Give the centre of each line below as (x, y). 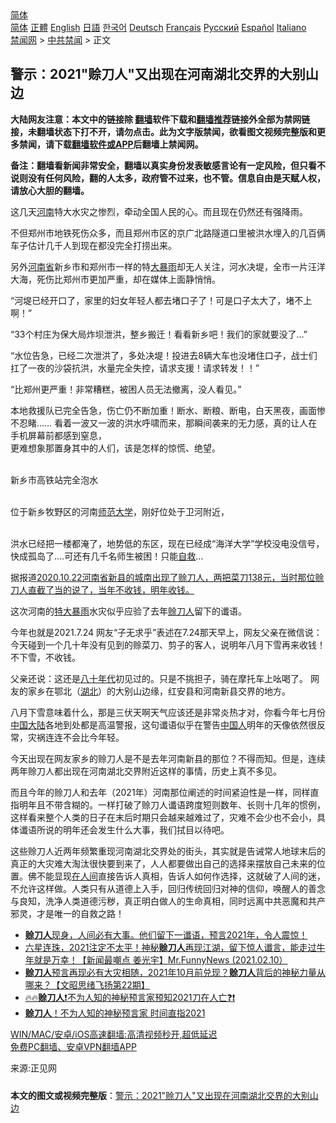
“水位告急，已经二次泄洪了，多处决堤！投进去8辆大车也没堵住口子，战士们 (164, 355)
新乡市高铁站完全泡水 (54, 479)
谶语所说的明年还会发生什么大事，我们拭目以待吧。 (124, 829)
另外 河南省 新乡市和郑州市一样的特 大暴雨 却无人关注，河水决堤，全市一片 (159, 266)
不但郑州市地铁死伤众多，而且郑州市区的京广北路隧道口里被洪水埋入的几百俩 (168, 233)
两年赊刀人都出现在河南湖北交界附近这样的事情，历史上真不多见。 (146, 771)
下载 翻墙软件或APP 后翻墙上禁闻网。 (128, 144)
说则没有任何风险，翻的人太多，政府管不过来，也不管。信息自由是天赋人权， (168, 178)
